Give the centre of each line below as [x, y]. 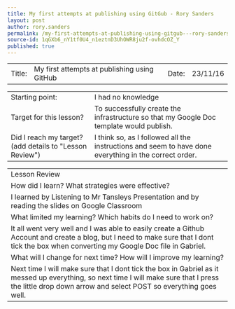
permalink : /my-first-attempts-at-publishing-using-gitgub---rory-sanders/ [120, 33]
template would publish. [133, 126]
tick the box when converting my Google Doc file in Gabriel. [108, 246]
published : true [31, 46]
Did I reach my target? [47, 137]
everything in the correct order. [145, 155]
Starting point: [34, 97]
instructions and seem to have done [153, 146]
